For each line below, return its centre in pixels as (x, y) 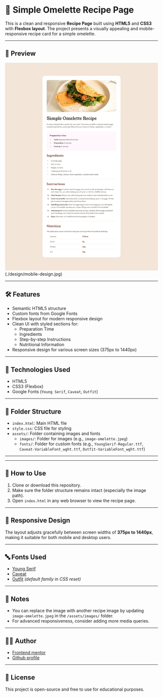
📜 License (20, 678)
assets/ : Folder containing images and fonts (56, 433)
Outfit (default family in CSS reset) (46, 579)
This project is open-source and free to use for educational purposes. (75, 689)
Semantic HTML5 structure (39, 309)
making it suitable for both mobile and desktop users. (58, 537)
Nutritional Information (42, 345)
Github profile (26, 658)
